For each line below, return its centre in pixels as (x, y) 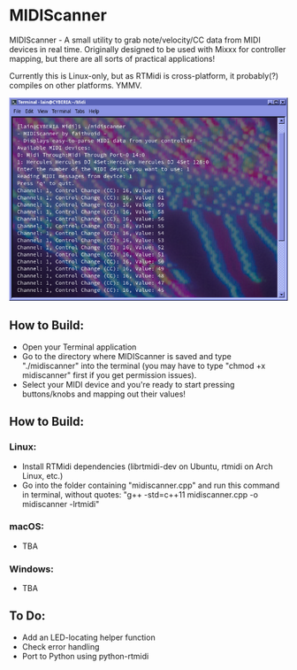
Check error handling (61, 646)
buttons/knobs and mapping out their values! (103, 394)
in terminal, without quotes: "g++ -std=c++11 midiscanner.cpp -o (140, 494)
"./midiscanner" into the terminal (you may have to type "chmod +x (144, 366)
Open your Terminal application (79, 347)
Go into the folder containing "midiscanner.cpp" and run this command (151, 485)
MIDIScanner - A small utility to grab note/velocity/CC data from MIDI (135, 40)
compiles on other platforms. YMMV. (76, 85)
